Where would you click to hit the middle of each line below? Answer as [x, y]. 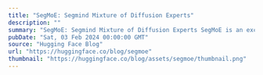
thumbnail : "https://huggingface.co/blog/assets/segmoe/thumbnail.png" [127, 59]
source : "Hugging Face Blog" [56, 45]
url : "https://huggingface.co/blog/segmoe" [80, 52]
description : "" [34, 23]
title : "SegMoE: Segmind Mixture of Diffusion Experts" [101, 15]
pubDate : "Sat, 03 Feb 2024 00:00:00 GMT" [78, 37]
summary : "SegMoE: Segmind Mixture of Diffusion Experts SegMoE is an [126, 30]
